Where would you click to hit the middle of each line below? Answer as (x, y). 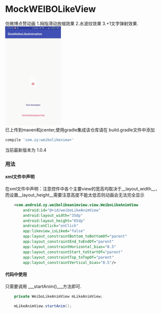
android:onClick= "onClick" (51, 226)
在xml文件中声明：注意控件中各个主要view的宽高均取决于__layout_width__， (82, 188)
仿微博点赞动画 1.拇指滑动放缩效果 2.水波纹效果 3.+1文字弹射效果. (72, 23)
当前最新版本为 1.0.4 (26, 150)
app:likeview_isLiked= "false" (54, 231)
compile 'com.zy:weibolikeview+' (40, 140)
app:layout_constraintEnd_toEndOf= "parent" (68, 242)
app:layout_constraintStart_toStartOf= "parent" (73, 252)
